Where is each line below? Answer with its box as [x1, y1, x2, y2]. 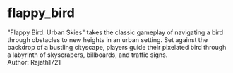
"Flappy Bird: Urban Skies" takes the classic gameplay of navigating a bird [7, 28, 224, 36]
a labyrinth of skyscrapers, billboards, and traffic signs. [7, 51, 168, 59]
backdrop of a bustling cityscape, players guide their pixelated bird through [7, 43, 227, 51]
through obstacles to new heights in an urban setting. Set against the [7, 35, 208, 44]
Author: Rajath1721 [7, 58, 61, 66]
